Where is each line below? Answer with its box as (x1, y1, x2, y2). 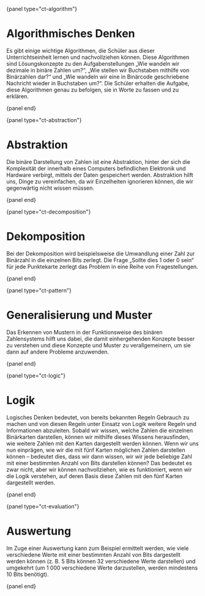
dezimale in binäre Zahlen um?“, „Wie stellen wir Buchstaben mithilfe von (6, 66, 190, 74)
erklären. (6, 92, 29, 100)
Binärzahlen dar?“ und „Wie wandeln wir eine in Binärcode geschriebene (6, 73, 189, 80)
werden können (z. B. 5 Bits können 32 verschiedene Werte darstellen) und (6, 557, 196, 565)
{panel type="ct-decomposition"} (6, 208, 91, 215)
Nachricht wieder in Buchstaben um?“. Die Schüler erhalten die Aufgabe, (6, 79, 190, 87)
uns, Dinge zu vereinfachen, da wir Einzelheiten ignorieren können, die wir (6, 177, 194, 185)
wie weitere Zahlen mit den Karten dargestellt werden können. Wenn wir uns (6, 439, 199, 447)
